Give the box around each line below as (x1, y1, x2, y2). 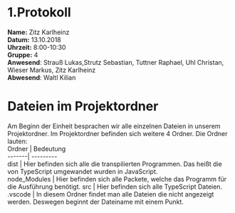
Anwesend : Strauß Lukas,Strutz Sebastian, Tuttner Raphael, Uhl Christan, (7, 58, 224, 66)
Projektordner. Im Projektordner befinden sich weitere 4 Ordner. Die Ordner (7, 129, 228, 137)
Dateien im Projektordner (7, 98, 159, 115)
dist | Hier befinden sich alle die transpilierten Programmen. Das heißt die (7, 160, 222, 168)
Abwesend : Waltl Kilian (7, 73, 76, 82)
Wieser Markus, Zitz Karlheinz (7, 66, 96, 74)
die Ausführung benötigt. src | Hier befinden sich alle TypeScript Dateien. (7, 182, 223, 191)
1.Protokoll (7, 4, 71, 21)
